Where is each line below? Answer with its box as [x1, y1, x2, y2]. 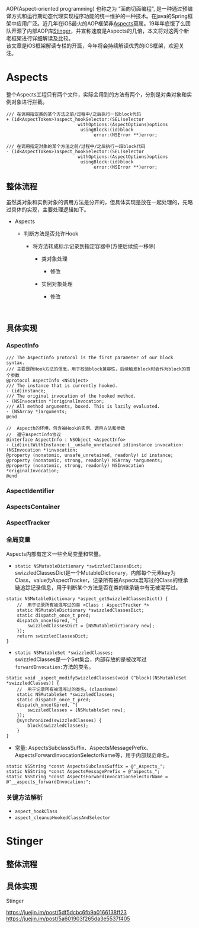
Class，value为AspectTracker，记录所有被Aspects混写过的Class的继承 [14, 576, 188, 584]
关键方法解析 [6, 794, 43, 802]
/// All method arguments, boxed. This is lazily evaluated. [6, 404, 161, 410]
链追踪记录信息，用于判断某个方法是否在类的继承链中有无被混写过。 [14, 584, 181, 591]
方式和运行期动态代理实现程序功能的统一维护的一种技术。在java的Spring [11, 12, 188, 20]
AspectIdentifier [6, 487, 54, 495]
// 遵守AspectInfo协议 [6, 431, 61, 438]
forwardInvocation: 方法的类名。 [14, 663, 94, 670]
